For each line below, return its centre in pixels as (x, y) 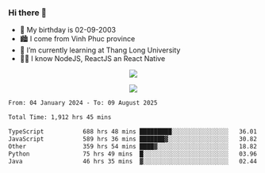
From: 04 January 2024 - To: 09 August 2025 (83, 103)
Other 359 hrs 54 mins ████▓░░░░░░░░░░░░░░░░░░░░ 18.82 (133, 146)
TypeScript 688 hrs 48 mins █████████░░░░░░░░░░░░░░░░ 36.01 (133, 132)
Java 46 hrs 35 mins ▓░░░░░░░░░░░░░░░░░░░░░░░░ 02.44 (133, 161)
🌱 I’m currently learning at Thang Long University (100, 50)
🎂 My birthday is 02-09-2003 (68, 30)
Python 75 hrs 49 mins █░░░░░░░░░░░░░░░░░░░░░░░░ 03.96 (133, 154)
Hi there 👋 (28, 13)
